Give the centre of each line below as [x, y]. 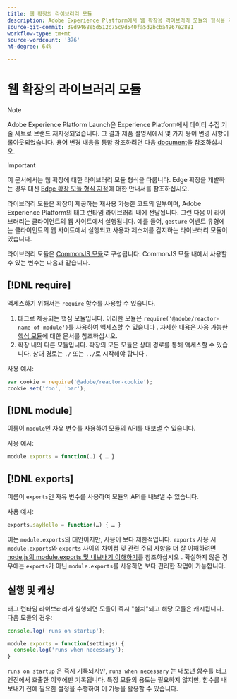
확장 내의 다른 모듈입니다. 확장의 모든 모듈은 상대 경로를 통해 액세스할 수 [116, 345]
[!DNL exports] [41, 478]
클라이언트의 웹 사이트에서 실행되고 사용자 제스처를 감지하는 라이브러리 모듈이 [121, 229]
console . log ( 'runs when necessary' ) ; [69, 650]
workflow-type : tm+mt [39, 34]
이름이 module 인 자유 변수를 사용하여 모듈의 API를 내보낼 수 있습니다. [102, 429]
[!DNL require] [39, 286]
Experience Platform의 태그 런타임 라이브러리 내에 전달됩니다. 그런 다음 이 [110, 212]
